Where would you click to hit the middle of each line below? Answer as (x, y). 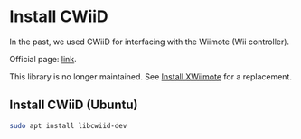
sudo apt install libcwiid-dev (68, 125)
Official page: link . (43, 59)
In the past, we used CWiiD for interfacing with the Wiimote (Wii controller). (150, 42)
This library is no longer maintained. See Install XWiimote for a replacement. (150, 76)
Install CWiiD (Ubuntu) (74, 105)
